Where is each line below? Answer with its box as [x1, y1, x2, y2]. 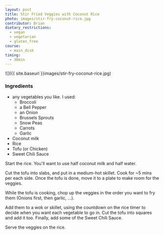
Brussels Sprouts [19, 114, 54, 120]
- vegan [9, 30, 25, 35]
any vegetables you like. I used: [12, 94, 76, 100]
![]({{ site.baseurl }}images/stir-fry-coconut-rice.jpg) [5, 70, 112, 76]
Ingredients [5, 83, 33, 89]
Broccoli [19, 99, 37, 105]
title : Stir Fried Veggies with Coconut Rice [5, 12, 99, 17]
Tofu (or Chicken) [12, 146, 48, 151]
